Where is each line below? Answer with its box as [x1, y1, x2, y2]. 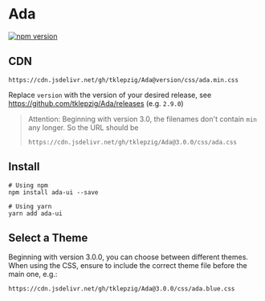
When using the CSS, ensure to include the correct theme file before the [8, 261, 247, 270]
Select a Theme [8, 230, 88, 245]
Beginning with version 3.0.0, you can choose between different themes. [8, 252, 249, 262]
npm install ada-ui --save [8, 188, 99, 197]
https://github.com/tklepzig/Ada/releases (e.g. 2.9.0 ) [8, 98, 184, 108]
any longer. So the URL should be [27, 122, 139, 132]
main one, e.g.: [8, 270, 58, 279]
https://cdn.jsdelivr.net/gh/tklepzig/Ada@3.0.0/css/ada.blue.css [8, 285, 235, 293]
